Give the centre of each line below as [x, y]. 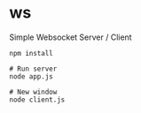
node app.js [31, 76]
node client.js [37, 100]
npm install [31, 53]
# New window [33, 92]
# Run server [33, 69]
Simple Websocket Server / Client [70, 37]
